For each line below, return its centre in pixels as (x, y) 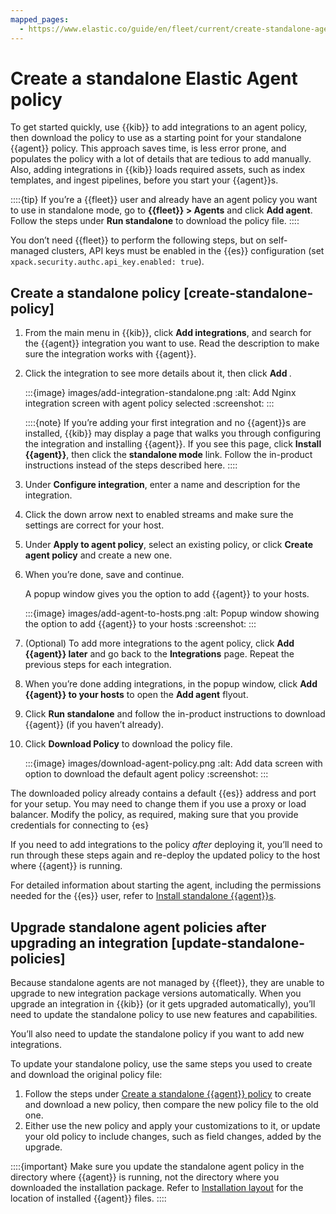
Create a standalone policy (96, 292)
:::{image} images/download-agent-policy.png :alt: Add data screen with (173, 763)
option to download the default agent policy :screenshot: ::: (146, 774)
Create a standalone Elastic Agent (154, 78)
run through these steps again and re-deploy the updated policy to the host (165, 855)
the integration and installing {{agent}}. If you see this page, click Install (173, 444)
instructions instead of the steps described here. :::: (131, 465)
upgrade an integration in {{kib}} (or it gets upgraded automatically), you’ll (163, 1004)
